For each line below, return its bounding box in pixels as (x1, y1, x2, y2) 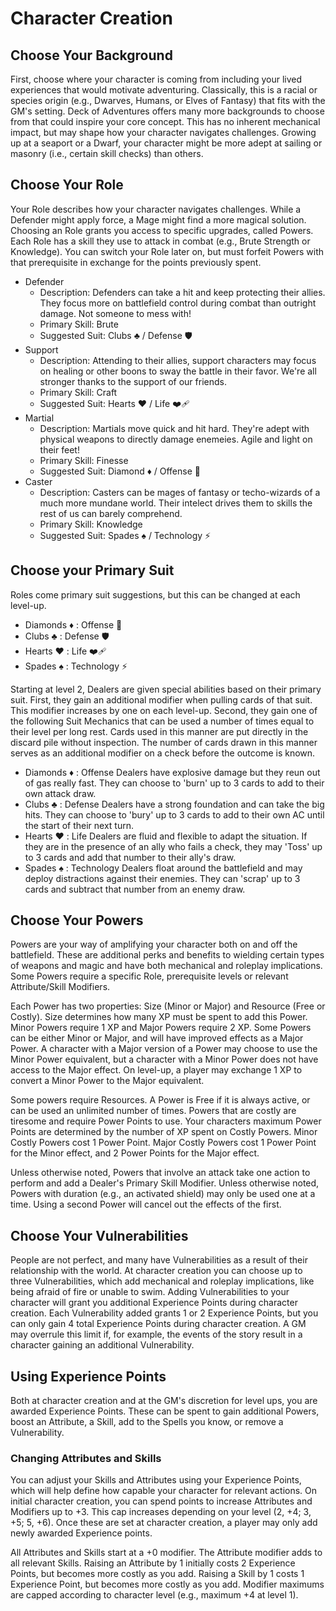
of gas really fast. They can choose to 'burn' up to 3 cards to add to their (24, 777, 325, 789)
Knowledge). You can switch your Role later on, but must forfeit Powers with (10, 245, 325, 257)
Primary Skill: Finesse (39, 454, 129, 466)
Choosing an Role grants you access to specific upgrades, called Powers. (10, 224, 314, 236)
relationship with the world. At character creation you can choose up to (10, 1265, 303, 1277)
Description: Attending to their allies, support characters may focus (39, 354, 317, 366)
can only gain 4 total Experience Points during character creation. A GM (10, 1318, 307, 1330)
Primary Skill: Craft (39, 386, 118, 398)
